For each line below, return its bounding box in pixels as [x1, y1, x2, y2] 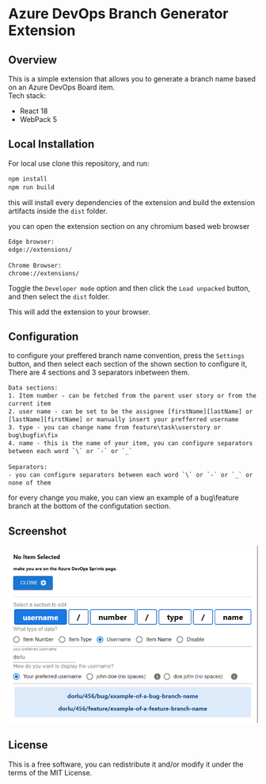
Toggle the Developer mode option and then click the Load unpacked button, [8, 283, 251, 293]
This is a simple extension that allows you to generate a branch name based [8, 74, 256, 83]
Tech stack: [8, 91, 46, 100]
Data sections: [8, 384, 59, 392]
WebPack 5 [19, 115, 58, 124]
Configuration [8, 329, 79, 343]
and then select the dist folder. [8, 291, 110, 301]
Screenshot [8, 524, 67, 538]
